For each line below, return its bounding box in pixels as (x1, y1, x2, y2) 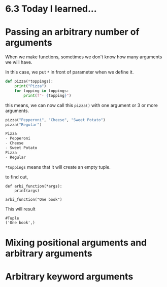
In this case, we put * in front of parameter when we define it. (5, 69, 134, 75)
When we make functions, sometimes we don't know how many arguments (5, 54, 162, 60)
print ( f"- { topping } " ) (23, 93, 72, 98)
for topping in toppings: (14, 88, 70, 93)
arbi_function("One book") (5, 197, 62, 202)
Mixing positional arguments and (5, 237, 147, 248)
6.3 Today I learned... (5, 3, 97, 15)
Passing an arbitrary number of (5, 26, 140, 38)
